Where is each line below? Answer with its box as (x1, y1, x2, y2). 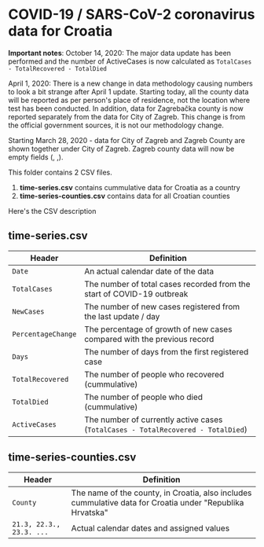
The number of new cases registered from (83, 301, 240, 312)
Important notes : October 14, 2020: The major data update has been (8, 48, 232, 57)
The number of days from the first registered (83, 346, 249, 357)
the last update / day (83, 310, 160, 321)
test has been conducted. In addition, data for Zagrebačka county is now (8, 104, 244, 113)
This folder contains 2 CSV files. (8, 167, 112, 177)
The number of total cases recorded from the (83, 278, 251, 289)
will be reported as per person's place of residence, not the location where (8, 95, 250, 105)
